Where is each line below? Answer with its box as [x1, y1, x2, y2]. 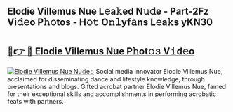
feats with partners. [7, 97, 65, 105]
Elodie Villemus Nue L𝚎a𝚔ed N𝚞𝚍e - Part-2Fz [7, 6, 209, 17]
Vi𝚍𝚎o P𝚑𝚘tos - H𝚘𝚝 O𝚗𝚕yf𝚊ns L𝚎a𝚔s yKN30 [7, 17, 213, 29]
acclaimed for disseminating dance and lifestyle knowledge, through [7, 75, 205, 83]
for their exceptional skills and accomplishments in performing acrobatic [7, 90, 216, 98]
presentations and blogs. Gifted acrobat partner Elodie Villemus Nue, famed [7, 83, 227, 90]
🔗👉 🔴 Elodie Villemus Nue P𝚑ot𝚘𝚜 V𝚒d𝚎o [7, 45, 195, 57]
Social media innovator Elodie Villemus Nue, [95, 67, 223, 75]
